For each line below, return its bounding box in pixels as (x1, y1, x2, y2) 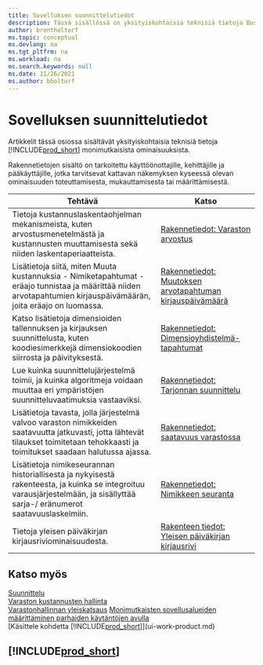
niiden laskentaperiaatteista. (12, 248, 116, 259)
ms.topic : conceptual (8, 33, 79, 42)
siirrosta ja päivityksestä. (12, 353, 103, 364)
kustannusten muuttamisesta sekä (12, 239, 139, 250)
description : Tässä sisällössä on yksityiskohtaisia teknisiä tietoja (8, 19, 243, 27)
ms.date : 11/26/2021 (8, 70, 76, 78)
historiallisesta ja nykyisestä (12, 469, 115, 480)
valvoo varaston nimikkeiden (12, 417, 117, 428)
